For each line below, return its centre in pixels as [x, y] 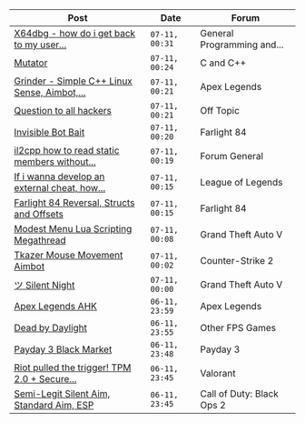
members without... [55, 161]
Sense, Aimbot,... [50, 92]
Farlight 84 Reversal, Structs [74, 202]
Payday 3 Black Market [63, 349]
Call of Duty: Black [239, 393]
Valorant [218, 373]
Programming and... [242, 45]
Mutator [31, 63]
